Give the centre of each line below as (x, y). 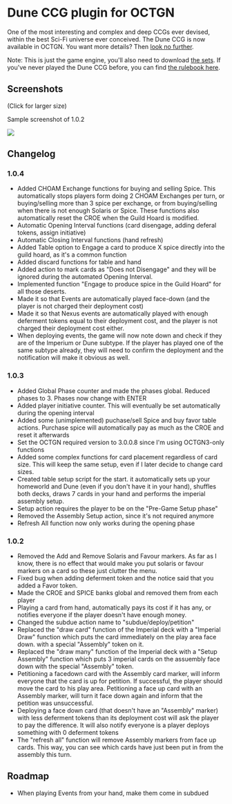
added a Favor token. (47, 585)
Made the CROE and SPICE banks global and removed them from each (118, 593)
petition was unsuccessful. (55, 703)
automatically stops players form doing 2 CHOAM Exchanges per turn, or (121, 196)
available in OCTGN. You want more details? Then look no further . (101, 46)
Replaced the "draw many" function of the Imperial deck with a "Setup (117, 652)
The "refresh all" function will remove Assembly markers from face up (117, 740)
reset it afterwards (43, 435)
